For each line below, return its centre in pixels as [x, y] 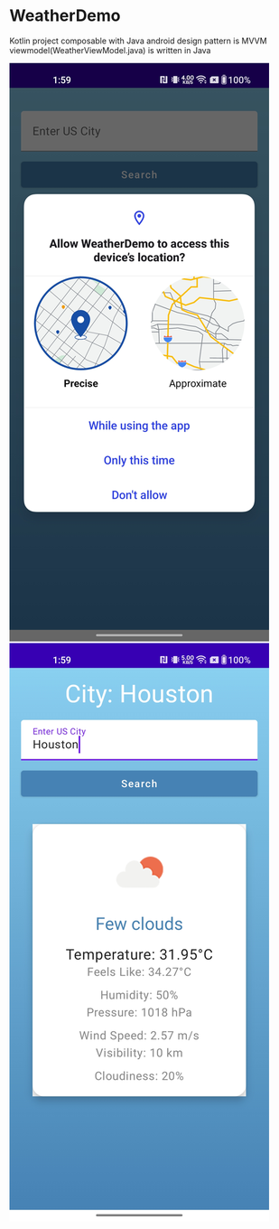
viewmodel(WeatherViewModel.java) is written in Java [110, 50]
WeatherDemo [65, 16]
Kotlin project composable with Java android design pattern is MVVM [139, 41]
